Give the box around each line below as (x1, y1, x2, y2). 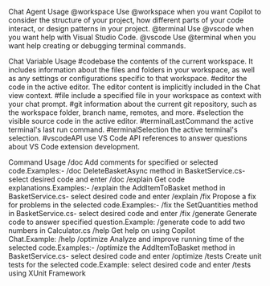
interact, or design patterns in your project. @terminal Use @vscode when (8, 24, 255, 33)
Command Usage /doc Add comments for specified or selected (8, 157, 219, 167)
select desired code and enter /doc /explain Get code (8, 174, 185, 184)
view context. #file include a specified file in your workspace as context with (8, 91, 262, 100)
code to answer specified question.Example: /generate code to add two (8, 217, 246, 227)
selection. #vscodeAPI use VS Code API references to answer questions (8, 133, 247, 143)
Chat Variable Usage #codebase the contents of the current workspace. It (8, 56, 253, 66)
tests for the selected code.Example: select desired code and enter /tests (8, 260, 252, 269)
